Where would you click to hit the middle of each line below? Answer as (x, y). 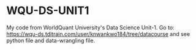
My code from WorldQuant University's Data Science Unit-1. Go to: (90, 27)
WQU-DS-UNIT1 (48, 11)
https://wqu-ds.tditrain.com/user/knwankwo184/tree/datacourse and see (98, 34)
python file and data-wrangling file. (51, 40)
